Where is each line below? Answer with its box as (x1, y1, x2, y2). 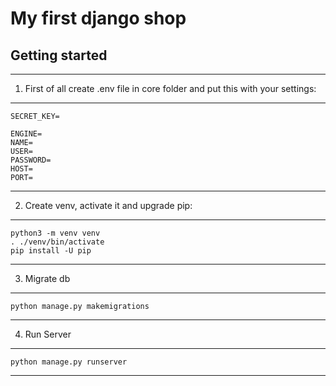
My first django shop (10, 7, 187, 30)
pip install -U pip (10, 246, 92, 256)
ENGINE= (10, 129, 43, 139)
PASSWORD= (10, 155, 52, 165)
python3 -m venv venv (10, 228, 101, 238)
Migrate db (24, 273, 71, 284)
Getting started (10, 47, 108, 64)
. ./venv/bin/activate (10, 237, 105, 247)
